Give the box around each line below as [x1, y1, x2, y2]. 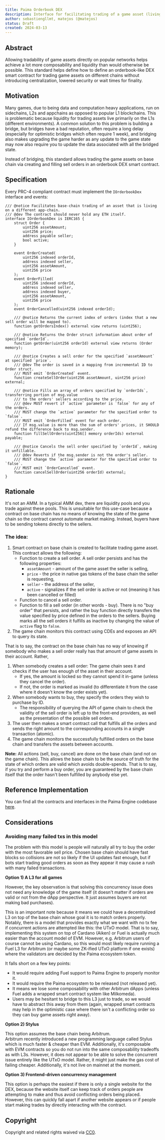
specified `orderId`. [5, 336, 50, 341]
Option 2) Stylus [5, 1021, 39, 1027]
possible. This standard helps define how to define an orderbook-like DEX [5, 67, 155, 73]
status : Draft [5, 21, 34, 26]
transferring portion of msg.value [5, 392, 78, 397]
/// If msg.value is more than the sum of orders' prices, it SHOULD [14, 422, 160, 427]
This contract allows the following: [12, 550, 82, 556]
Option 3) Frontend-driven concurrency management [5, 1072, 117, 1078]
